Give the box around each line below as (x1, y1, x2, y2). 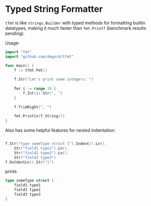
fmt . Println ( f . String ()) (14, 114, 65, 119)
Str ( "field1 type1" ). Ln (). (14, 146, 70, 151)
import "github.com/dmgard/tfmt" (5, 54, 74, 59)
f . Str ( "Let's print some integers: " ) (14, 77, 94, 82)
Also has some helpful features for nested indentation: (5, 127, 116, 133)
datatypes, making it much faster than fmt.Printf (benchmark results (5, 25, 147, 31)
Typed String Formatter (5, 3, 103, 15)
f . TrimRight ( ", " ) (14, 104, 52, 109)
